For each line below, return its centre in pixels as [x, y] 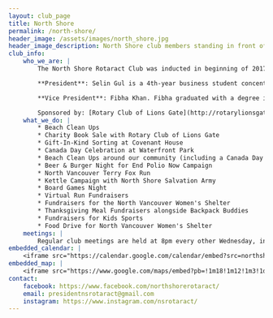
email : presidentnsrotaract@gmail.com [89, 294]
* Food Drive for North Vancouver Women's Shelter [125, 226]
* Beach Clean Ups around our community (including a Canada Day [151, 158]
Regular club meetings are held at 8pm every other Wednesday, [147, 241]
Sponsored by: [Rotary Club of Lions [101, 113]
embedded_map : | [36, 264]
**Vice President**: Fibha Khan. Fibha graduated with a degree [149, 98]
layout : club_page [39, 16]
